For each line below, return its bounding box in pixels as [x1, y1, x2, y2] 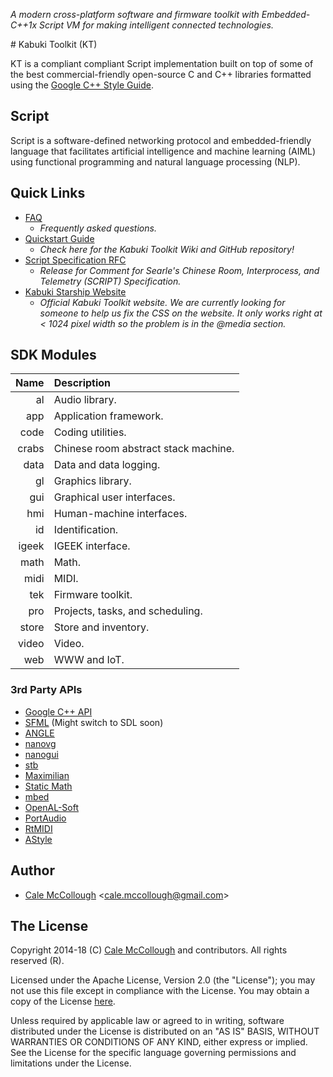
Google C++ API [24, 705, 93, 718]
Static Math [24, 780, 73, 792]
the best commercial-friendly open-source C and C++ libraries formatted [10, 69, 312, 80]
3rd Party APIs [10, 683, 83, 697]
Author [10, 862, 55, 879]
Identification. [53, 523, 119, 537]
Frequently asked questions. [39, 222, 157, 234]
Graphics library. [53, 474, 132, 488]
